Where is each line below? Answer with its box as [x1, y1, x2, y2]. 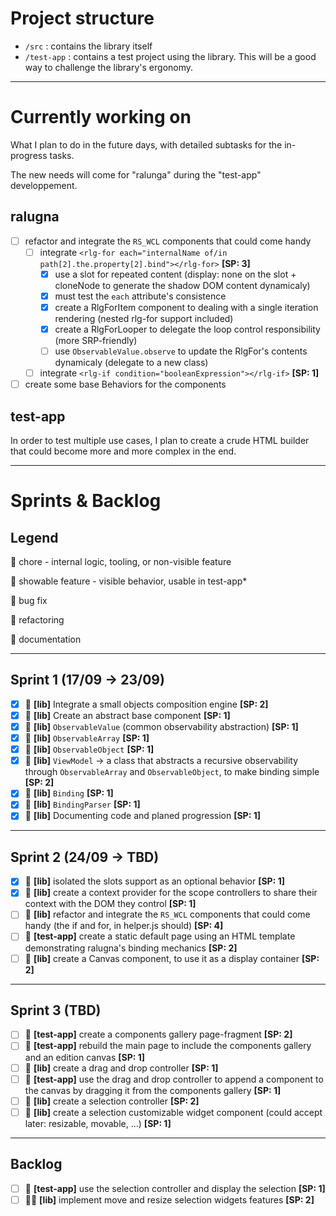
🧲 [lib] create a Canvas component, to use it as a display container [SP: [24, 952, 320, 964]
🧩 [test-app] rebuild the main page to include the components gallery [24, 1040, 312, 1052]
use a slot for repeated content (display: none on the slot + [54, 268, 297, 280]
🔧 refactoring [10, 614, 65, 626]
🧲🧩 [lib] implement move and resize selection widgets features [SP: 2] [24, 1193, 315, 1206]
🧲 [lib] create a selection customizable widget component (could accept [24, 1106, 323, 1118]
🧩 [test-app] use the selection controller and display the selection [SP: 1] [24, 1182, 326, 1194]
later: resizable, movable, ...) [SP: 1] [24, 1117, 172, 1129]
